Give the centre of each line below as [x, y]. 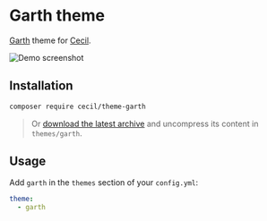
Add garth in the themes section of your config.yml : [104, 183]
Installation [41, 86]
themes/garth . [56, 133]
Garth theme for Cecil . [50, 40]
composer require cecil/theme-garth [78, 106]
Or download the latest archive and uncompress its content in [145, 123]
